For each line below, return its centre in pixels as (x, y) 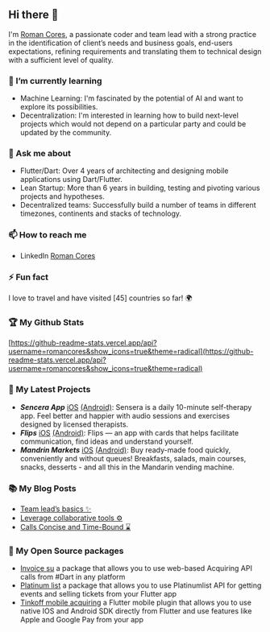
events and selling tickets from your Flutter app (98, 594)
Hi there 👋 (33, 15)
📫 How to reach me (48, 235)
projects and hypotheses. (62, 196)
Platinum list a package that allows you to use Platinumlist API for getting (141, 585)
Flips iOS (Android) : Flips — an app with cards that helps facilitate (129, 432)
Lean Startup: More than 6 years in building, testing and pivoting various (140, 188)
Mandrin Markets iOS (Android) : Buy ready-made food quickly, (125, 450)
